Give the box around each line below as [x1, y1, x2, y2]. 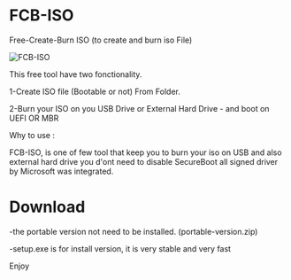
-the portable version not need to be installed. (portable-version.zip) [9, 226, 258, 237]
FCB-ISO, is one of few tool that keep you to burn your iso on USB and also [9, 147, 282, 158]
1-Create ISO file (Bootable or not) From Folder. [9, 86, 181, 97]
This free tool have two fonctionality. [9, 68, 142, 80]
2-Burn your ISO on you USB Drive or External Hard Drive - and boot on [9, 103, 270, 113]
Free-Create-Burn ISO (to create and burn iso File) [9, 35, 193, 45]
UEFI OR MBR [9, 113, 59, 123]
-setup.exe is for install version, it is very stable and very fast [9, 243, 232, 253]
